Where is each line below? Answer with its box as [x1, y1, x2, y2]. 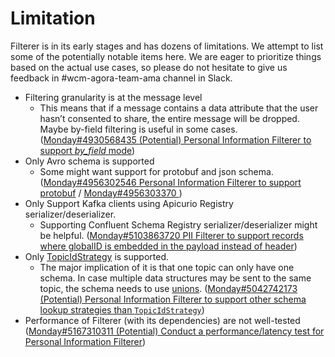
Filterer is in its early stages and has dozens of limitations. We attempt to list [10, 40, 324, 52]
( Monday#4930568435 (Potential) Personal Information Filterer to [39, 133, 312, 146]
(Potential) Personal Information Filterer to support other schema [39, 293, 307, 305]
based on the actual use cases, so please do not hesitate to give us [10, 61, 288, 73]
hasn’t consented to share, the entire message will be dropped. [39, 112, 300, 124]
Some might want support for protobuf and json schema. [39, 165, 274, 177]
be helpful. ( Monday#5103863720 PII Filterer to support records [39, 229, 304, 241]
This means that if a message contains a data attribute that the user [39, 102, 319, 114]
